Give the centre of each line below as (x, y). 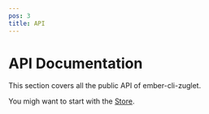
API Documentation (76, 63)
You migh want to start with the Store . (72, 101)
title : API (27, 23)
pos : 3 (20, 16)
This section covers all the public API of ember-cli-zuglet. (105, 86)
